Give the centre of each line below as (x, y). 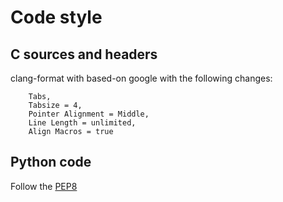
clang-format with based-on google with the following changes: (141, 78)
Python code (51, 162)
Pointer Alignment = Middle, (89, 114)
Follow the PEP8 (44, 186)
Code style (56, 17)
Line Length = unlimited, (82, 123)
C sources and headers (84, 54)
